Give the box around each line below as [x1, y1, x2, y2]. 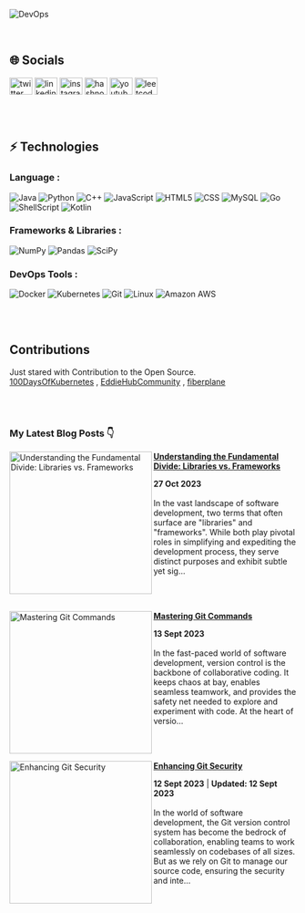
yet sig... [153, 565, 186, 576]
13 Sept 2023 [153, 628, 205, 639]
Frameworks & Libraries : [9, 224, 123, 237]
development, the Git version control [153, 817, 290, 828]
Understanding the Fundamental [153, 451, 280, 462]
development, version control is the [153, 658, 286, 669]
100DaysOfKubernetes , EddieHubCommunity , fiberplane [9, 376, 226, 387]
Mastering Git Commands [153, 611, 253, 622]
